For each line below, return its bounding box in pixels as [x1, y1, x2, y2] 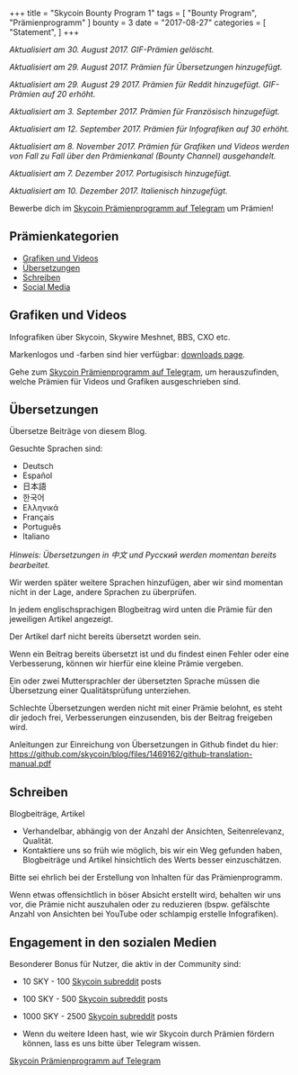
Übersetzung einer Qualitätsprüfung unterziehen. [9, 685, 191, 696]
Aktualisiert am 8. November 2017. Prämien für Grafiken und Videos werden [9, 141, 290, 151]
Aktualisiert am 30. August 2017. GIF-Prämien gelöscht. [9, 44, 215, 55]
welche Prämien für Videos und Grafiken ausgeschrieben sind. [9, 375, 241, 386]
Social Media [22, 281, 71, 292]
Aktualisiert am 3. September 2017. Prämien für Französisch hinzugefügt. [9, 106, 280, 116]
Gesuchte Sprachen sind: [9, 443, 103, 454]
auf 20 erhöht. [41, 89, 96, 99]
